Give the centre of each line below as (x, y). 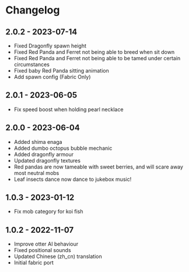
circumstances (32, 64)
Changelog (33, 10)
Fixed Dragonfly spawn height (50, 46)
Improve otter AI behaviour (46, 244)
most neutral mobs (36, 173)
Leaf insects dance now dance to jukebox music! (73, 179)
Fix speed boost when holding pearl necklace (69, 109)
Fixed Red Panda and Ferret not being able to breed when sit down (94, 52)
